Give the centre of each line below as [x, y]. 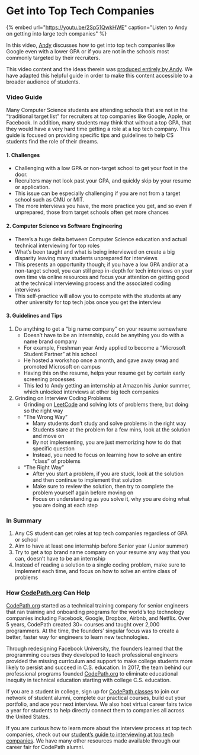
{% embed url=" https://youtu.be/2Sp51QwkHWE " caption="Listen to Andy [97, 27]
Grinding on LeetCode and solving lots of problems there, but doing [106, 404]
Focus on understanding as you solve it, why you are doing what [111, 498]
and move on [48, 436]
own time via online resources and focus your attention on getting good [102, 277]
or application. [32, 187]
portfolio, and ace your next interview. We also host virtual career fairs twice [99, 704]
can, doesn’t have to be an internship [60, 559]
